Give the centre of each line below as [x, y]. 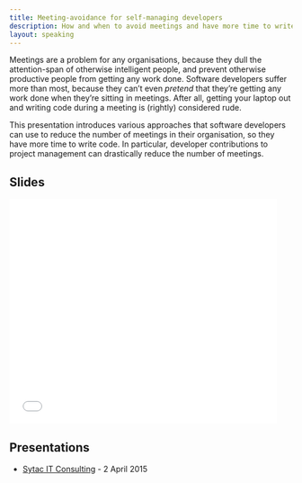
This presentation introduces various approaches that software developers [147, 125]
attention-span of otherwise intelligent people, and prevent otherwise [138, 69]
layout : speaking [42, 34]
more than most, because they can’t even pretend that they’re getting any [145, 89]
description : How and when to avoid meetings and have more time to [140, 26]
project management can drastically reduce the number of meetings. [137, 154]
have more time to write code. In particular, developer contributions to [138, 144]
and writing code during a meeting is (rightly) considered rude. [125, 108]
